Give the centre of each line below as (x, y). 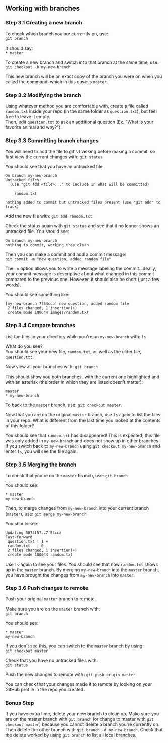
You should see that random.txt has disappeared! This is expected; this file (82, 435)
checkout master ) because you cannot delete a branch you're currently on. (82, 724)
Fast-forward (19, 537)
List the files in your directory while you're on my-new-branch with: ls (76, 336)
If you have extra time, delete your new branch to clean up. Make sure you (82, 714)
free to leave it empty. (28, 116)
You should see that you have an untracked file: (55, 167)
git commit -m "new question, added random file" (58, 259)
